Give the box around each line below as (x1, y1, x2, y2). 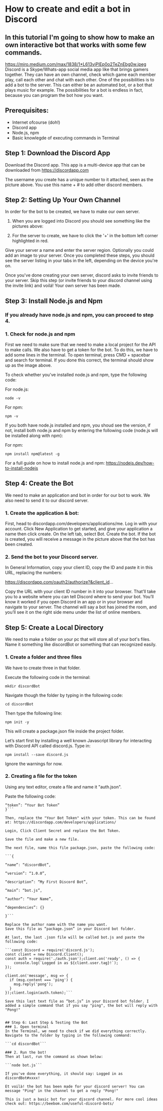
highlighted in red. (12, 238, 49, 244)
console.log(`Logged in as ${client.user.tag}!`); (14, 960, 119, 965)
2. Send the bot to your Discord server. (5, 554, 98, 561)
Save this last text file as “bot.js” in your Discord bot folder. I (5, 998, 149, 1004)
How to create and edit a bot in (5, 3, 131, 15)
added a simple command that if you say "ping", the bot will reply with (5, 1003, 158, 1008)
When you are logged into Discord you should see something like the (12, 218, 150, 224)
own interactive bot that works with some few (5, 40, 147, 49)
